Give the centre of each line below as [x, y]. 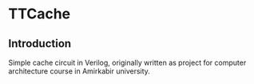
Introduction [40, 44]
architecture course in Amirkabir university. [79, 71]
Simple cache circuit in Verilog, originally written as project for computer [127, 62]
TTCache [40, 14]
